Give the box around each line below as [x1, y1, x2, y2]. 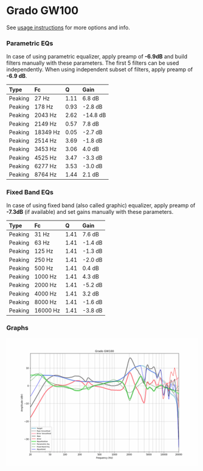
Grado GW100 [6, 4, 79, 18]
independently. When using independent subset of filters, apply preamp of [6, 66, 193, 73]
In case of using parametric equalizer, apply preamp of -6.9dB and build [6, 53, 188, 60]
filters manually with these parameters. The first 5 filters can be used [6, 59, 179, 67]
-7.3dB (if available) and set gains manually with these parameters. [6, 208, 174, 216]
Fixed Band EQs [6, 188, 53, 196]
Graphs [6, 324, 29, 332]
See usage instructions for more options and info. [6, 24, 131, 31]
